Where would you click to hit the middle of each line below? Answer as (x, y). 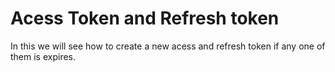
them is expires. (43, 56)
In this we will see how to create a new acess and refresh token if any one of (168, 46)
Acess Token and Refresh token (145, 18)
